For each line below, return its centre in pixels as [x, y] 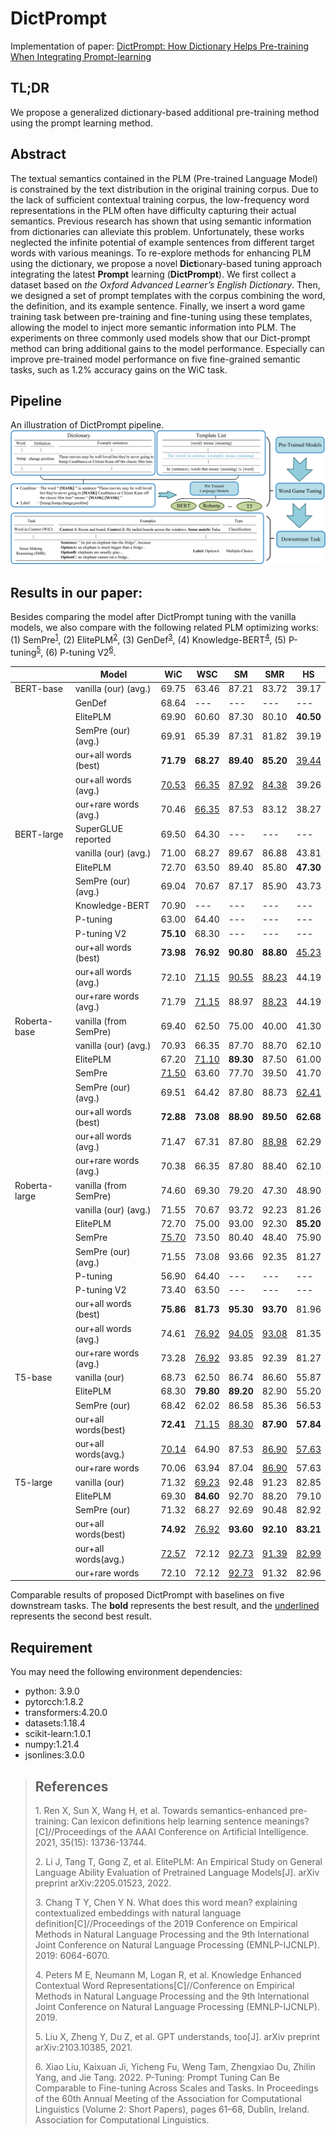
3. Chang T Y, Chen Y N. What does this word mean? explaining [166, 1902]
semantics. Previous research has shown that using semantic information [161, 221]
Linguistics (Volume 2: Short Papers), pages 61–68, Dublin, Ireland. [172, 2109]
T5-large [33, 1482]
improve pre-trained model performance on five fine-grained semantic [155, 359]
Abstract [38, 154]
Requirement [51, 1647]
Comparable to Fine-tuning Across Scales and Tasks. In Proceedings [176, 2088]
